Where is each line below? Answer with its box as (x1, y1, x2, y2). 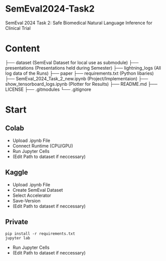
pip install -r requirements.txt (5, 231, 75, 236)
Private (5, 218, 29, 226)
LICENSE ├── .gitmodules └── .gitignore (5, 86, 92, 92)
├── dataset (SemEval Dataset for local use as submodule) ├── (5, 59, 139, 66)
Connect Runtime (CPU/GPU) (12, 142, 73, 149)
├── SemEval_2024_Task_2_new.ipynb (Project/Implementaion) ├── (5, 75, 148, 81)
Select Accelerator (12, 192, 51, 198)
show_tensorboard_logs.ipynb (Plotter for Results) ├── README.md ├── (5, 81, 157, 87)
